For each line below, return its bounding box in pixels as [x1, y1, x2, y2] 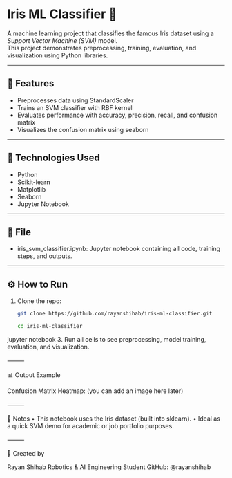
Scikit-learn [17, 178, 50, 186]
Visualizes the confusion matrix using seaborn [17, 125, 149, 134]
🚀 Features [7, 77, 55, 89]
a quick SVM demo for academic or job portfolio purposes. [7, 421, 174, 430]
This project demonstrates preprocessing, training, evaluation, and [7, 44, 197, 52]
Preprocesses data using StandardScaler [17, 96, 134, 104]
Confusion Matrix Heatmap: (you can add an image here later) [7, 387, 184, 395]
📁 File [7, 226, 31, 238]
